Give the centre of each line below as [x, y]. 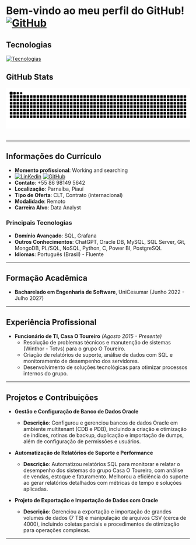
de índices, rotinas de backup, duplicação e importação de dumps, [104, 435]
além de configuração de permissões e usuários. [82, 441]
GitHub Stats [30, 77]
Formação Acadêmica [47, 278]
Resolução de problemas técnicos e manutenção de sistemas [97, 343]
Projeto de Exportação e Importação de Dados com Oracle [86, 501]
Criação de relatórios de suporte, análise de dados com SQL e [98, 355]
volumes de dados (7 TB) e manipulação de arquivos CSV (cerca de [105, 518]
